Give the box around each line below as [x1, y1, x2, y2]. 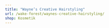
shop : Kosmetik [5, 16, 36, 20]
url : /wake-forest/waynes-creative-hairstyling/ [5, 11, 105, 16]
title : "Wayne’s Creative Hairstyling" [5, 7, 85, 12]
